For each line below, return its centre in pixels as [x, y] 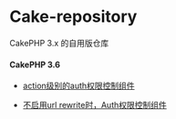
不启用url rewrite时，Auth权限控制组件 [94, 105]
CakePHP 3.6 [35, 64]
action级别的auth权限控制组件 [78, 86]
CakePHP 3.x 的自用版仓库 [59, 43]
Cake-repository [73, 17]
